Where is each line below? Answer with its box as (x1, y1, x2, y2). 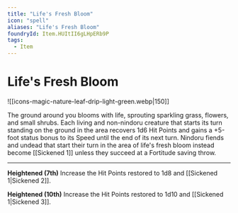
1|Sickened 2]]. (7, 176, 51, 185)
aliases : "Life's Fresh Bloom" (7, 23, 100, 30)
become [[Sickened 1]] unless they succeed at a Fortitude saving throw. (7, 148, 217, 156)
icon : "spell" (7, 17, 50, 24)
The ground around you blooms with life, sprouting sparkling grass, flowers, (7, 110, 229, 119)
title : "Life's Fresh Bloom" (7, 10, 93, 18)
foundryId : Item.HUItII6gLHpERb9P (7, 30, 110, 38)
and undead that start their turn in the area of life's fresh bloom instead (7, 141, 215, 149)
